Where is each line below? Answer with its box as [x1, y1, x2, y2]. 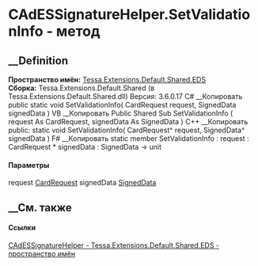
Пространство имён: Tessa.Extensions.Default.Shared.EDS [8, 75, 207, 84]
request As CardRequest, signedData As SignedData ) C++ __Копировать [8, 117, 249, 126]
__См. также [8, 200, 73, 215]
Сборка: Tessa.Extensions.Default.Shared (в [8, 83, 155, 93]
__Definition [8, 54, 69, 67]
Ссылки [8, 223, 36, 233]
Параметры [8, 160, 50, 169]
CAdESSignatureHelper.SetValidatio [8, 6, 251, 24]
